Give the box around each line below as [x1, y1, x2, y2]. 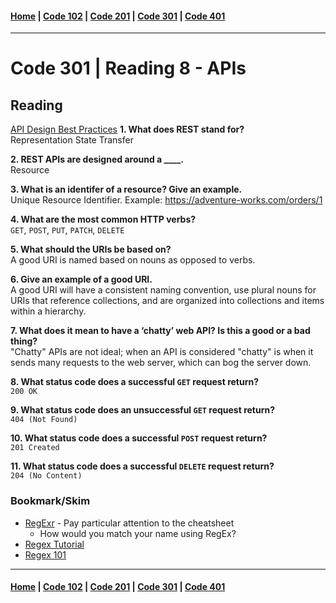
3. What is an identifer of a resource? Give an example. [10, 183, 243, 196]
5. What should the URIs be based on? [10, 243, 172, 256]
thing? [10, 335, 38, 347]
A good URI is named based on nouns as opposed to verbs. [10, 254, 256, 266]
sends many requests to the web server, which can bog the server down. [10, 357, 312, 369]
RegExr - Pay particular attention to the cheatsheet [24, 517, 235, 529]
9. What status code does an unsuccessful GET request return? [10, 404, 276, 416]
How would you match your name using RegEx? [39, 527, 237, 539]
